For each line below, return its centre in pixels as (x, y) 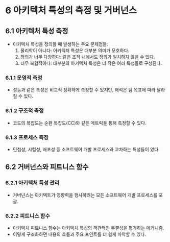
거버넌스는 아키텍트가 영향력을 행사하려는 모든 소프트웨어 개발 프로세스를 (85, 195)
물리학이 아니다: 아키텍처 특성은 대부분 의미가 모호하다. (75, 51)
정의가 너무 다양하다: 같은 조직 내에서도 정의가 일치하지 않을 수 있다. (88, 57)
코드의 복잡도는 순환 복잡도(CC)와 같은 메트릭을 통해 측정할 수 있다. (79, 123)
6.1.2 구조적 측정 (25, 111)
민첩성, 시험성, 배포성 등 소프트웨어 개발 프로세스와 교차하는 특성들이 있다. (86, 149)
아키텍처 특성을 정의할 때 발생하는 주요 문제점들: (60, 44)
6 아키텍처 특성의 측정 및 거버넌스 (71, 10)
